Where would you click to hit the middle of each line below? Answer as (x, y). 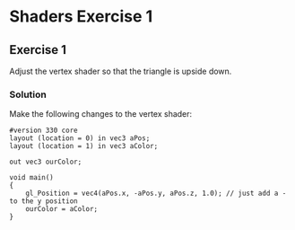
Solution (28, 94)
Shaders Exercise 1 (81, 17)
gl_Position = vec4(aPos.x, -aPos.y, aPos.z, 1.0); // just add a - (156, 194)
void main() (31, 178)
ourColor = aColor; (62, 209)
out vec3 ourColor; (46, 162)
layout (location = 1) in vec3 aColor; (84, 146)
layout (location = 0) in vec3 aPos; (80, 138)
